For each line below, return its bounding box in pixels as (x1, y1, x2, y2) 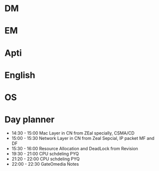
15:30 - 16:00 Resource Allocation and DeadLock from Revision (11, 145, 138, 151)
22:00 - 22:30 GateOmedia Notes (11, 161, 79, 167)
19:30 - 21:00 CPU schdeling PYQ (11, 151, 79, 156)
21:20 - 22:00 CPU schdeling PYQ (11, 156, 80, 162)
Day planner (4, 114, 54, 125)
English (4, 69, 35, 81)
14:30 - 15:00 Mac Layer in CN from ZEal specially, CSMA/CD (11, 130, 135, 136)
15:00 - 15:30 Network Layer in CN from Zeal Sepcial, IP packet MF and (11, 135, 155, 141)
